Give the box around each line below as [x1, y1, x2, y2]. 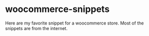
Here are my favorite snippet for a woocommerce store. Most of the [5, 20, 144, 26]
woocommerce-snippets [5, 3, 110, 15]
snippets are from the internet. [5, 25, 68, 31]
